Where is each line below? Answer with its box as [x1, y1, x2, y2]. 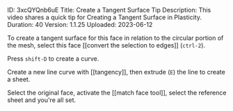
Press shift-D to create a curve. [7, 54, 99, 63]
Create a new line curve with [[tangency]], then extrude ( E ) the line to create [7, 68, 226, 76]
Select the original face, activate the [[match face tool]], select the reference [7, 89, 227, 97]
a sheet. [7, 75, 31, 83]
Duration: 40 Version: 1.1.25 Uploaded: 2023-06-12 [7, 21, 153, 28]
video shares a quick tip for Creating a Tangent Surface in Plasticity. [7, 13, 202, 21]
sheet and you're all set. [7, 96, 77, 104]
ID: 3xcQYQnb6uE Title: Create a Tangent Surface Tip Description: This [7, 6, 211, 14]
